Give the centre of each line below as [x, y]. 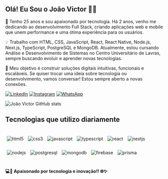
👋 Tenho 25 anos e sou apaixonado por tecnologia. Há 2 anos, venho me [81, 21]
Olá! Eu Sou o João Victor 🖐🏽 [51, 9]
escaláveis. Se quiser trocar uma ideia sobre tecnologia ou [66, 73]
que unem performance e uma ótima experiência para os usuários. [74, 32]
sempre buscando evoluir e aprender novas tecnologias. [64, 58]
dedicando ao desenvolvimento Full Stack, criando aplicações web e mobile [84, 27]
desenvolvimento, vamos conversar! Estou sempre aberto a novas [74, 79]
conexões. [16, 84]
